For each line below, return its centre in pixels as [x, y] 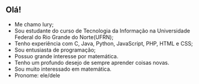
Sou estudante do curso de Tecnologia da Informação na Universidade [102, 31]
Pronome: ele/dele [37, 75]
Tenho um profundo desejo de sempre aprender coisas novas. [92, 62]
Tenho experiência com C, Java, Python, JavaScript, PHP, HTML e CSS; [104, 43]
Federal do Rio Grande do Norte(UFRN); [64, 37]
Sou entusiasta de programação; [55, 50]
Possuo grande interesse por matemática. [66, 56]
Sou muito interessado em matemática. [63, 69]
